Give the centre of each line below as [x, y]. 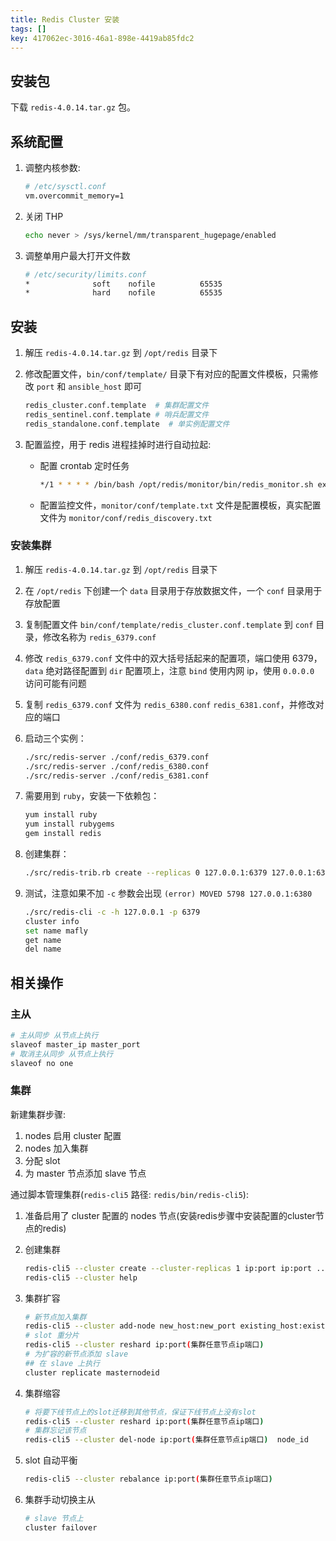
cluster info [52, 921]
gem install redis [63, 834]
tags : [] [28, 29]
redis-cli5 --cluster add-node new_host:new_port [130, 1326]
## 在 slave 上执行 [62, 1363]
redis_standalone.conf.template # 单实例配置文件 [127, 424]
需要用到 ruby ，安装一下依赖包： [92, 796]
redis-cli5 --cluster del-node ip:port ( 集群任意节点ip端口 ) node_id [166, 1440]
